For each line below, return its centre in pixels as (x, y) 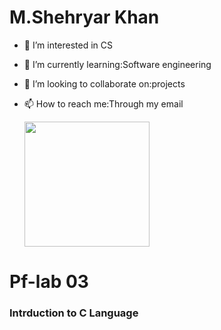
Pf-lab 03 (49, 282)
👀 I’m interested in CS (68, 45)
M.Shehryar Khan (84, 17)
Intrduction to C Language (74, 313)
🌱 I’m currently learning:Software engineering (117, 64)
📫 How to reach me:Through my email (103, 103)
